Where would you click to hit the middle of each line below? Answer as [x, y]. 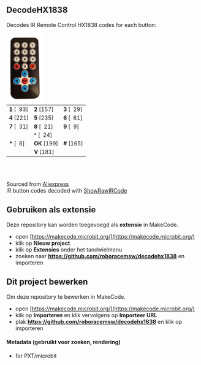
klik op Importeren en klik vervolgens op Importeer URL [86, 315]
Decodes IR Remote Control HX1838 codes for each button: [82, 25]
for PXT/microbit [36, 356]
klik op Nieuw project [43, 243]
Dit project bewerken [47, 282]
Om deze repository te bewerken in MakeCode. [66, 296]
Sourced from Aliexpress [38, 184]
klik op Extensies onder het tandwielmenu [69, 249]
